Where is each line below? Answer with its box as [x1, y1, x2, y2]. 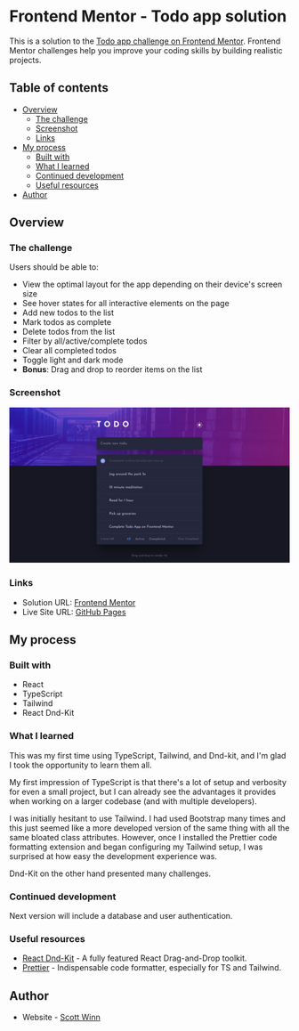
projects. [9, 54, 42, 65]
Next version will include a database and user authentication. [9, 910, 233, 921]
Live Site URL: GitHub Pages [21, 606, 126, 617]
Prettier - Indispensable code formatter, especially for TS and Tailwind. [21, 962, 282, 973]
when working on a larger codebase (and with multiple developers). [9, 795, 257, 807]
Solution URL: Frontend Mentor [21, 597, 136, 607]
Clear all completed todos [21, 345, 117, 356]
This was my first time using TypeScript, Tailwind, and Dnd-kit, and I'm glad [9, 750, 287, 760]
